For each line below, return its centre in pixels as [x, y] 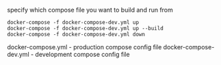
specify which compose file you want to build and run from [90, 10]
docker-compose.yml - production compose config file [84, 47]
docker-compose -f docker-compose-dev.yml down [76, 34]
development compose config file [82, 54]
